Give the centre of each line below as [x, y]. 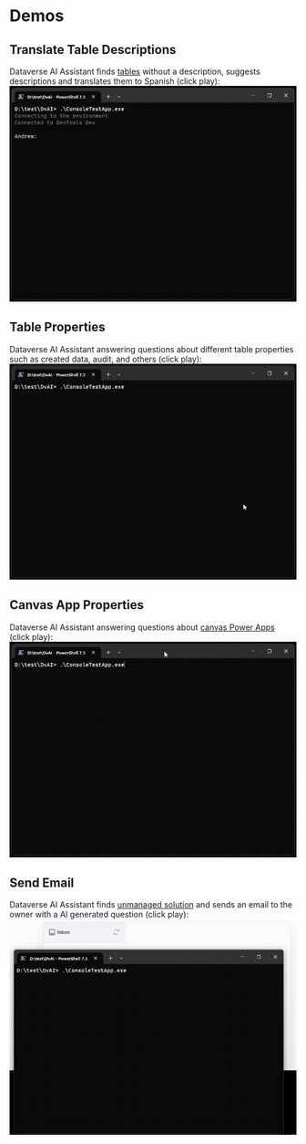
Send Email [42, 883]
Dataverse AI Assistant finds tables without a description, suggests [135, 71]
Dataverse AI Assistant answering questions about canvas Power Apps [142, 627]
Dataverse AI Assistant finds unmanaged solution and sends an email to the [151, 905]
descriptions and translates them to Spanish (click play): [115, 81]
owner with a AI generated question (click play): [99, 915]
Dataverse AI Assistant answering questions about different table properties [152, 349]
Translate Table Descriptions [93, 50]
